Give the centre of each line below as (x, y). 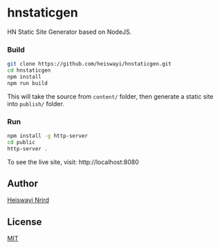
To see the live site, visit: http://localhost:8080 (73, 162)
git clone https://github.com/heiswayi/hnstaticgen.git (89, 64)
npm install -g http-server (48, 136)
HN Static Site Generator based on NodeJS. (70, 32)
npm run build (28, 83)
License (25, 222)
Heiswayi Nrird (28, 200)
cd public (21, 142)
